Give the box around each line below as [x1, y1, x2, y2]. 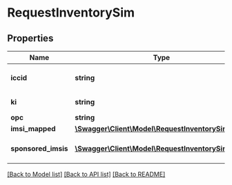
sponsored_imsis [10, 144, 68, 153]
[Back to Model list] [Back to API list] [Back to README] [7, 171, 166, 178]
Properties [7, 32, 54, 44]
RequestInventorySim [7, 5, 135, 21]
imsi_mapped [10, 124, 57, 133]
